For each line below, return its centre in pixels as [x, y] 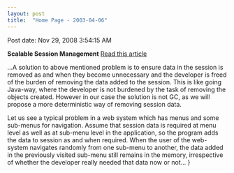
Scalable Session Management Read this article [77, 54]
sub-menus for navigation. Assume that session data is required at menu [112, 125]
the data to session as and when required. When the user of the [99, 140]
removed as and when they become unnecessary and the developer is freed [117, 75]
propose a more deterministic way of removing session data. [94, 104]
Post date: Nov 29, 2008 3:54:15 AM [59, 40]
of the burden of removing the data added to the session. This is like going [115, 82]
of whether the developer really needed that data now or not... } [99, 162]
